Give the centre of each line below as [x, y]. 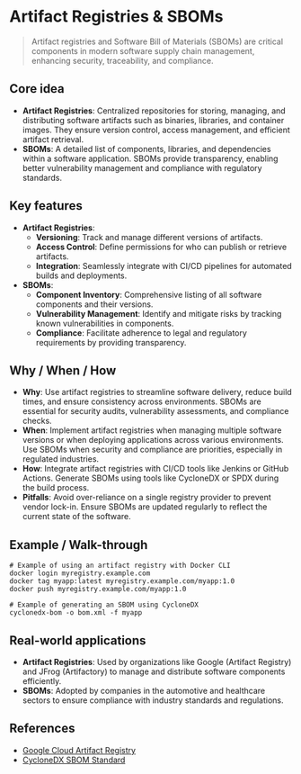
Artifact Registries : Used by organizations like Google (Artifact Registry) [157, 662]
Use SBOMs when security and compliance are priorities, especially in [152, 450]
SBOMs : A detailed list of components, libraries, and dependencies [146, 148]
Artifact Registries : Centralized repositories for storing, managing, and [154, 111]
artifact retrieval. [53, 139]
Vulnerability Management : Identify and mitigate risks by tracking [159, 313]
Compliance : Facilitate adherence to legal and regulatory [141, 333]
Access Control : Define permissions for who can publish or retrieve [161, 247]
